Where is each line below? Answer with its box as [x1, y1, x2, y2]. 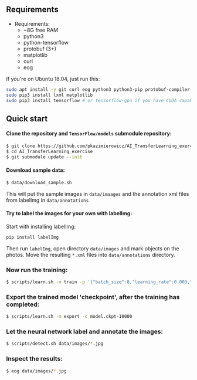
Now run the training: [6, 266, 68, 274]
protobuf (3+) [23, 45, 57, 52]
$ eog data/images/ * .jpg [6, 368, 67, 374]
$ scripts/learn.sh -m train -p [6, 279, 85, 285]
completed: [6, 300, 40, 308]
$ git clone [6, 143, 35, 149]
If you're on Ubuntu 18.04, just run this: [6, 75, 100, 82]
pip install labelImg [6, 234, 59, 240]
